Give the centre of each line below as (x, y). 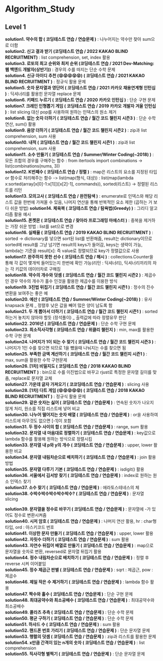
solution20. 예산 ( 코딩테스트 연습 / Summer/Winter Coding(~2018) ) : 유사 (79, 299)
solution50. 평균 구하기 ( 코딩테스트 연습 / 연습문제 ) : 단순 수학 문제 (69, 618)
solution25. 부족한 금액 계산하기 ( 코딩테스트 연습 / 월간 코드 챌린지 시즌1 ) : (76, 354)
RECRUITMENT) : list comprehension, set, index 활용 (58, 57)
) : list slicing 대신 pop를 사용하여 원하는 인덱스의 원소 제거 (61, 112)
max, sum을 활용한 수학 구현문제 (36, 360)
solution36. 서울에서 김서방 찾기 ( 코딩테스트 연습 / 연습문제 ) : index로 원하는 (78, 475)
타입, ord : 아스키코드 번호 (30, 527)
